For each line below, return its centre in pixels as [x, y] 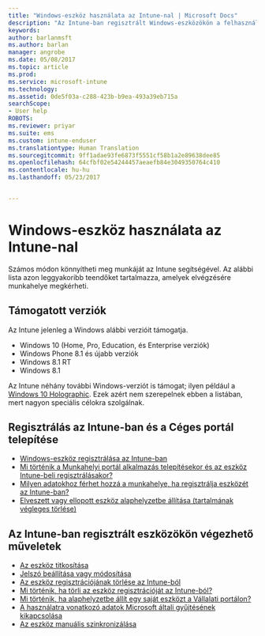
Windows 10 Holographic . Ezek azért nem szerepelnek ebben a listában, [125, 394]
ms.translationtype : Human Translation [74, 148]
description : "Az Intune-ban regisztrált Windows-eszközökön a [114, 23]
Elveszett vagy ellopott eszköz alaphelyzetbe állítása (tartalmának [127, 501]
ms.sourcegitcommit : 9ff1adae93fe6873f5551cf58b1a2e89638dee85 [114, 155]
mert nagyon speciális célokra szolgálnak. [76, 402]
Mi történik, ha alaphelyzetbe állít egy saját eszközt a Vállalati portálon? [135, 599]
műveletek [35, 546]
